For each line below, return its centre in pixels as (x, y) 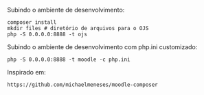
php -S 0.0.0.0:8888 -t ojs (47, 34)
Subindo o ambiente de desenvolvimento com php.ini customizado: (102, 47)
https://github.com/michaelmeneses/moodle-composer (82, 85)
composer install (32, 23)
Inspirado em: (26, 72)
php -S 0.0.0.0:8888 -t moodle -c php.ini (69, 59)
